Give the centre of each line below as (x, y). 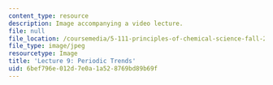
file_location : (34, 38)
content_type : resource (49, 16)
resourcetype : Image (43, 53)
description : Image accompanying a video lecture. (96, 23)
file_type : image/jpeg (47, 46)
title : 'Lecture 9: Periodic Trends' (72, 62)
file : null (27, 31)
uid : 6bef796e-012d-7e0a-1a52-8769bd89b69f (83, 69)
